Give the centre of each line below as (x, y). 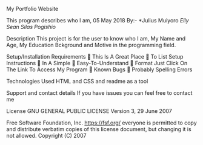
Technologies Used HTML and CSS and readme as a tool (77, 81)
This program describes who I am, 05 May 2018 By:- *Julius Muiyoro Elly (98, 20)
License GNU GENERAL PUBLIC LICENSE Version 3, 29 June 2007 (89, 111)
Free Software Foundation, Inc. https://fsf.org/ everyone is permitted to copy (101, 123)
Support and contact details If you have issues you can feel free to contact (99, 93)
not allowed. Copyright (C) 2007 (46, 136)
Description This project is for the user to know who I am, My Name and (96, 38)
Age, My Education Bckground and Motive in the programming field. (91, 45)
